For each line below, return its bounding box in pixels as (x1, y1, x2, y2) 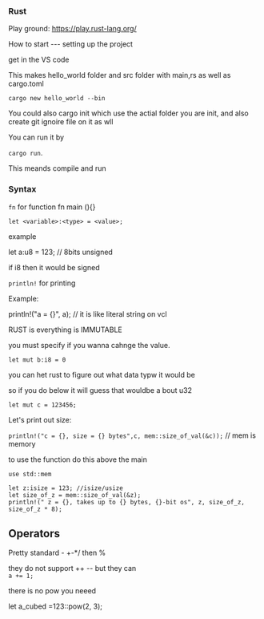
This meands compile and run (8, 164, 106, 173)
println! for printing (8, 278, 76, 288)
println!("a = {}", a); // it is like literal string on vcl (8, 309, 167, 318)
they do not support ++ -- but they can (8, 564, 137, 573)
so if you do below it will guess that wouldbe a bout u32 (8, 385, 192, 394)
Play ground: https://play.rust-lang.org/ (8, 24, 138, 34)
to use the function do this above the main (8, 455, 148, 464)
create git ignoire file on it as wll (8, 117, 114, 127)
